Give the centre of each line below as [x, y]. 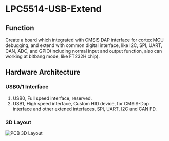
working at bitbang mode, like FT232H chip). [53, 56]
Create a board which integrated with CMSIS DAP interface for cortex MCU [85, 40]
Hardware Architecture [43, 72]
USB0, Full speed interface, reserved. [52, 98]
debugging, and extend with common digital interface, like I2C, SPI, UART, [84, 45]
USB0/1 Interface [27, 87]
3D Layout [18, 122]
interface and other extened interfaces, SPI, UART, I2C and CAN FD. [85, 109]
